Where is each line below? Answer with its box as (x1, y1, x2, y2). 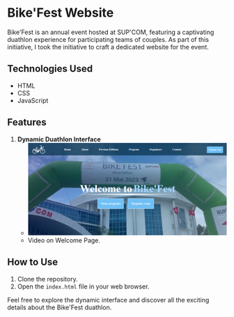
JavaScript (17, 96, 49, 105)
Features (7, 116, 47, 128)
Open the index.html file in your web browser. (17, 282, 150, 291)
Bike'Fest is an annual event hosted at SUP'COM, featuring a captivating (7, 28, 214, 36)
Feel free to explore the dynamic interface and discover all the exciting (7, 295, 210, 304)
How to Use (7, 256, 58, 268)
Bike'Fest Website (7, 5, 114, 21)
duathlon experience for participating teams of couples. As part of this (7, 35, 209, 43)
